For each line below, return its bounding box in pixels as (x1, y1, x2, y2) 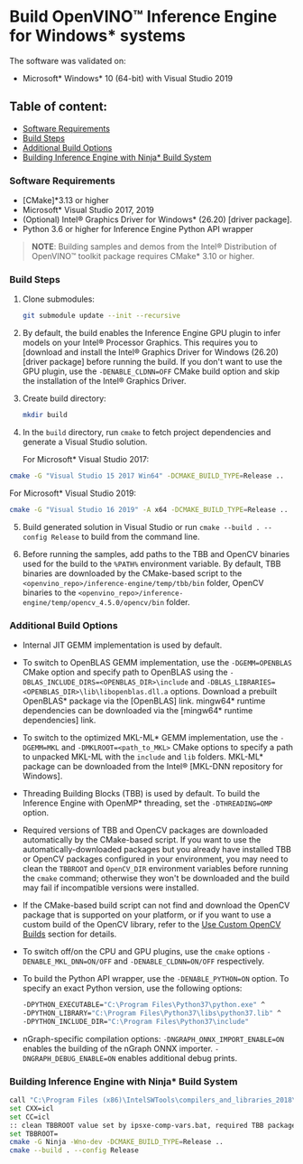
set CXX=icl (9, 1103, 54, 1113)
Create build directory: (22, 393, 106, 404)
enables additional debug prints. (117, 1052, 237, 1063)
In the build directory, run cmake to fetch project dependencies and (22, 427, 271, 438)
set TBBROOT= (9, 1129, 59, 1139)
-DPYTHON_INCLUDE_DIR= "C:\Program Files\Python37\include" (22, 1017, 250, 1026)
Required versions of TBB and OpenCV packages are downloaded (22, 824, 269, 836)
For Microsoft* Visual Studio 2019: (9, 488, 137, 498)
